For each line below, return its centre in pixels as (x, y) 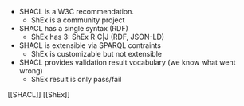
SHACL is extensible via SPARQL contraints (90, 45)
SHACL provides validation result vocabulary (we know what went (127, 62)
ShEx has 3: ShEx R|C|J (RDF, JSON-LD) (98, 37)
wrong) (31, 71)
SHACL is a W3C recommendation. (77, 12)
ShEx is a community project (78, 20)
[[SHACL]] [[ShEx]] (39, 94)
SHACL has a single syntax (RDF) (74, 28)
